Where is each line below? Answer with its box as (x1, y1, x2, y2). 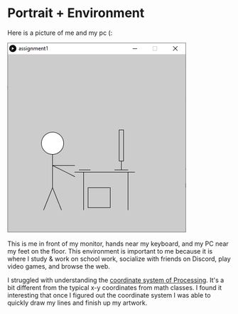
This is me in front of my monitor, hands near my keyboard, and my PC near (7, 239, 229, 248)
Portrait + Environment (7, 5, 145, 21)
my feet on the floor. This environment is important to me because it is (7, 247, 213, 255)
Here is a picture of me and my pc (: (7, 28, 113, 37)
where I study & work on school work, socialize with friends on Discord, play (7, 254, 231, 263)
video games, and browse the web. (7, 261, 110, 271)
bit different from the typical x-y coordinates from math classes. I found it (7, 283, 222, 292)
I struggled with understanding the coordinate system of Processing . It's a (7, 276, 225, 284)
